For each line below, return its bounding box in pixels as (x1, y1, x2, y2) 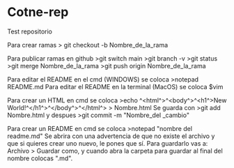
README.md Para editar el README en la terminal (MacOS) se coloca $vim (7, 82, 224, 91)
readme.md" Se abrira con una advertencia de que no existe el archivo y (7, 132, 215, 140)
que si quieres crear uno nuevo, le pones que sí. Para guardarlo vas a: (7, 139, 208, 147)
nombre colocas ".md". (7, 154, 73, 162)
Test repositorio (7, 27, 52, 36)
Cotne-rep (7, 4, 69, 20)
